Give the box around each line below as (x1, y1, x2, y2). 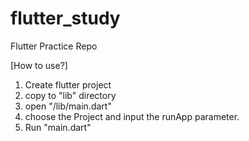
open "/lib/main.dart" (24, 100, 112, 112)
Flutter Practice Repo (10, 40, 98, 52)
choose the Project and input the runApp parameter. (24, 110, 240, 122)
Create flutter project (24, 78, 112, 91)
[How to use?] (10, 59, 68, 71)
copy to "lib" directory (24, 89, 117, 101)
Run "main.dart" (24, 121, 92, 133)
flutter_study (10, 7, 121, 30)
